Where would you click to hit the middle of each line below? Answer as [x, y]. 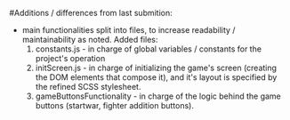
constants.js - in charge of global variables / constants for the [149, 49]
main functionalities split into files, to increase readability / [129, 30]
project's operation [70, 58]
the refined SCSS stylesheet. [88, 87]
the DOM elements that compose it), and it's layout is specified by [156, 77]
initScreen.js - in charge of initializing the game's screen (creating [156, 68]
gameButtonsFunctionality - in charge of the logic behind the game [158, 96]
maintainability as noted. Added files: [90, 40]
